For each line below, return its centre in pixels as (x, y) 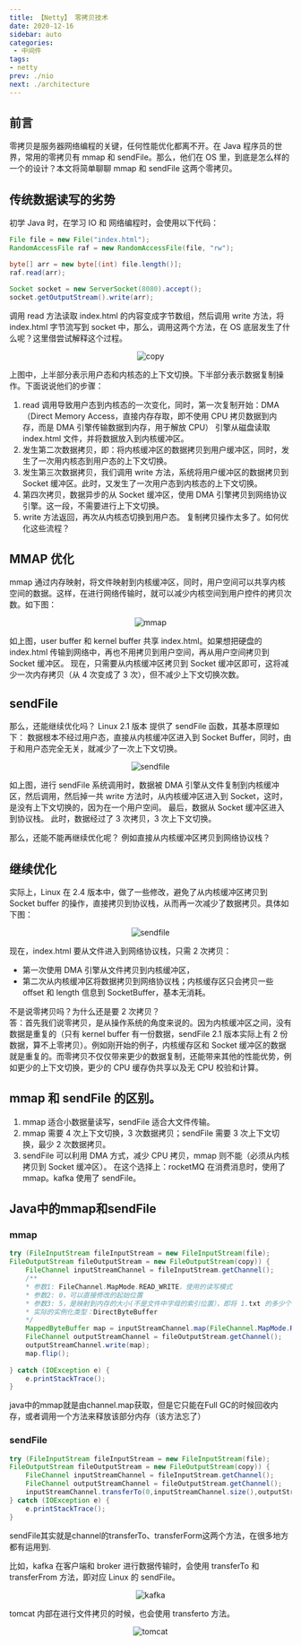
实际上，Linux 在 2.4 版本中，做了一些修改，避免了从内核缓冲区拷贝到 (138, 892)
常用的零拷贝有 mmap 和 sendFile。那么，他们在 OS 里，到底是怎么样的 (157, 157)
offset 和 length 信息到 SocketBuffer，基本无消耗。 (116, 992)
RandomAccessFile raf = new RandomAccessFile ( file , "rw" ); (122, 248)
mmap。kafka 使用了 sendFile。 (82, 1178)
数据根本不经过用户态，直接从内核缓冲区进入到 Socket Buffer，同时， (155, 737)
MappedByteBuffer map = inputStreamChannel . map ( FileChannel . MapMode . (158, 1328)
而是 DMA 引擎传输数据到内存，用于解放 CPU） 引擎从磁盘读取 (154, 427)
